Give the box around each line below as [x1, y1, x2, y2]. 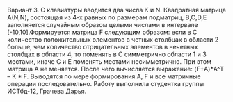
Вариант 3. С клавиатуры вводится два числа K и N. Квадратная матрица [7, 6, 226, 14]
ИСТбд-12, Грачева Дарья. [7, 87, 87, 95]
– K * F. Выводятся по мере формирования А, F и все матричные [7, 72, 201, 80]
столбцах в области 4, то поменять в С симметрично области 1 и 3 [7, 50, 207, 58]
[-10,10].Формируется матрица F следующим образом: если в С [7, 28, 198, 36]
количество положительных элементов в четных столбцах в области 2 [7, 35, 219, 44]
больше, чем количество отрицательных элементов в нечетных [7, 43, 198, 51]
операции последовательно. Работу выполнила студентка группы [7, 80, 204, 87]
